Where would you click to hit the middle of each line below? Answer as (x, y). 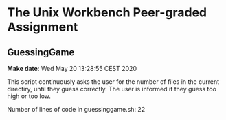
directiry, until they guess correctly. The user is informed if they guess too (112, 89)
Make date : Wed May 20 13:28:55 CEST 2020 (72, 69)
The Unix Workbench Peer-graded (107, 13)
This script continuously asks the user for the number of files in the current (113, 82)
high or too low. (29, 96)
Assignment (43, 27)
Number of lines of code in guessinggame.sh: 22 (76, 109)
